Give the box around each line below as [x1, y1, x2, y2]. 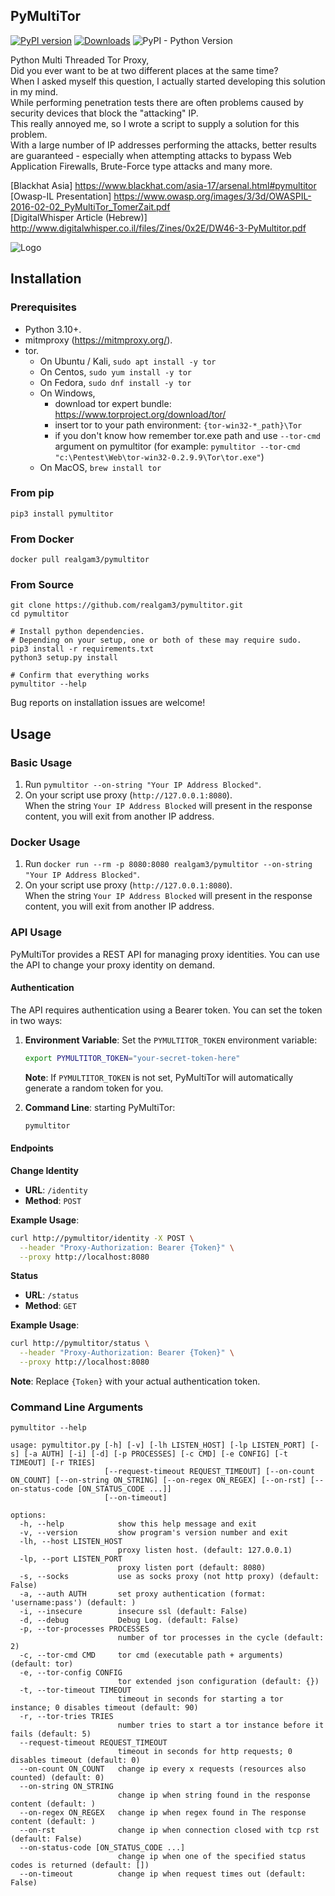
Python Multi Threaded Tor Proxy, [10, 54, 150, 66]
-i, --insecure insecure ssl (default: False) [19, 1607, 248, 1617]
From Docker [10, 532, 75, 546]
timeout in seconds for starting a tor [117, 1694, 284, 1704]
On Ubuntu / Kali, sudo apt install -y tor [39, 355, 217, 367]
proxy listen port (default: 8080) [117, 1563, 267, 1573]
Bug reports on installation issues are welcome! [10, 697, 206, 709]
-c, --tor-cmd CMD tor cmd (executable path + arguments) [19, 1650, 284, 1661]
